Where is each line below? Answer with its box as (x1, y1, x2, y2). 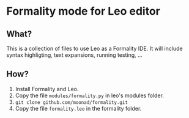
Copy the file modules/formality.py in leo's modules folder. (15, 92, 164, 99)
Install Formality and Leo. (15, 85, 79, 92)
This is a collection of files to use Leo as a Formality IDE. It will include (6, 45, 183, 52)
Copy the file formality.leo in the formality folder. (15, 105, 142, 112)
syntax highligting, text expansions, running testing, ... (6, 51, 143, 59)
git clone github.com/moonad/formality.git (15, 99, 128, 105)
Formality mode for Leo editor (6, 4, 160, 18)
